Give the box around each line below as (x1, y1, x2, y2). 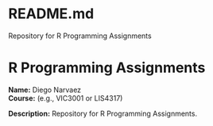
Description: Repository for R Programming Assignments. (8, 109, 197, 118)
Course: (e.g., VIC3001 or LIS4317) (8, 93, 123, 103)
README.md (8, 5, 95, 23)
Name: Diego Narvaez (8, 85, 82, 94)
